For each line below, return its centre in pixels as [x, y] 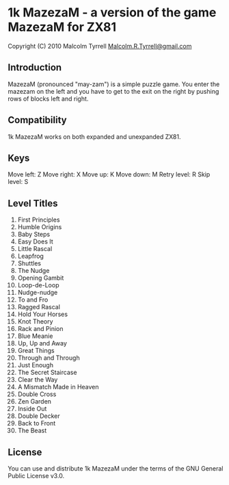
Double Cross [37, 394]
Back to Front [37, 423]
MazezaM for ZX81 [62, 27]
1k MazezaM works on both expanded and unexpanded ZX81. [94, 136]
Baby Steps [34, 235]
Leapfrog [30, 256]
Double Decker [39, 416]
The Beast [32, 431]
